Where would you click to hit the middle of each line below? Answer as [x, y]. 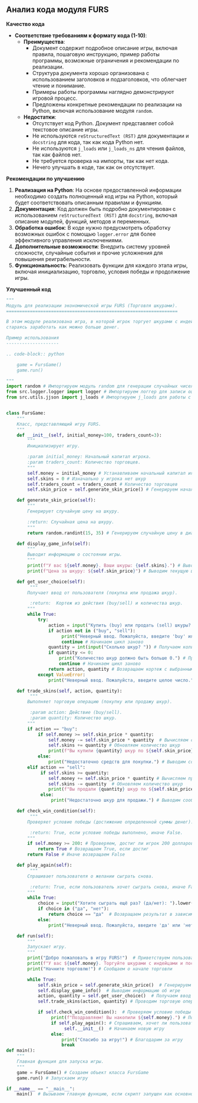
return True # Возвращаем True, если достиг [93, 849]
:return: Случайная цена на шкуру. [71, 522]
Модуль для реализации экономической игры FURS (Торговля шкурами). [92, 306]
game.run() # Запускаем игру [52, 1078]
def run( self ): [35, 936]
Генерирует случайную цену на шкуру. [73, 511]
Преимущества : [44, 41]
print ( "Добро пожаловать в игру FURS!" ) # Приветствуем [98, 958]
